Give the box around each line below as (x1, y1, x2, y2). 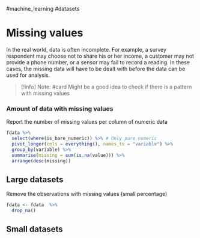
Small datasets (6, 224, 63, 234)
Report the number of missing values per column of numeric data (6, 118, 168, 126)
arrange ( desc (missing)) (11, 157, 71, 164)
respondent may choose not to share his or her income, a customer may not (6, 52, 194, 59)
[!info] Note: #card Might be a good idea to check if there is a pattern (20, 83, 192, 90)
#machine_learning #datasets (6, 5, 80, 12)
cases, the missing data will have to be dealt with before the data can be (6, 65, 186, 72)
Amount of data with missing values (6, 105, 114, 113)
